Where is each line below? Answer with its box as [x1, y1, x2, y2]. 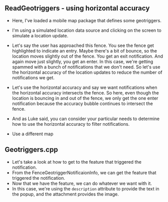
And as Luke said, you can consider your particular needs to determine [12, 116, 160, 122]
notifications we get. [12, 74, 55, 80]
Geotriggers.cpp [5, 145, 59, 154]
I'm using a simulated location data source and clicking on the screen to [12, 27, 162, 33]
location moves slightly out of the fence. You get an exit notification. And [12, 53, 163, 59]
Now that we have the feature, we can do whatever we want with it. [12, 180, 152, 186]
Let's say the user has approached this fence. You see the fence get [12, 42, 154, 48]
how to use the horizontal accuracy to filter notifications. [12, 121, 130, 127]
